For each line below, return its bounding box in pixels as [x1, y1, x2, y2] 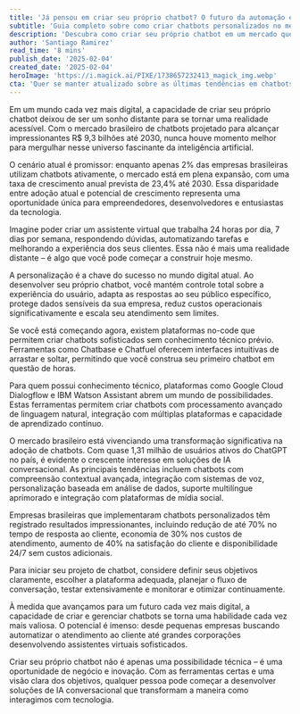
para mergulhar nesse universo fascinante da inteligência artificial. [9, 142, 254, 153]
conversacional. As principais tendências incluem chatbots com [9, 463, 244, 474]
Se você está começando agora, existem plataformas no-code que [9, 325, 255, 336]
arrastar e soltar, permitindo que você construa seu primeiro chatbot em [9, 353, 275, 364]
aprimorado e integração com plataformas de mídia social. [9, 492, 224, 502]
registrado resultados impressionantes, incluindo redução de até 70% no [9, 519, 278, 529]
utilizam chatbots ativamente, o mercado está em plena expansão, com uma [9, 169, 290, 179]
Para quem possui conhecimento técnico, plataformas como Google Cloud [9, 380, 284, 391]
